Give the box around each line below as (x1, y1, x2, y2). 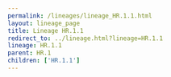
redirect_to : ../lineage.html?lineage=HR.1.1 (7, 34, 163, 43)
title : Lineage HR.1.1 (7, 26, 84, 34)
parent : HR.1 (7, 49, 52, 57)
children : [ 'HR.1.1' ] (7, 57, 81, 65)
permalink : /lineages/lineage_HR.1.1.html (7, 11, 152, 20)
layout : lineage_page (7, 19, 81, 27)
